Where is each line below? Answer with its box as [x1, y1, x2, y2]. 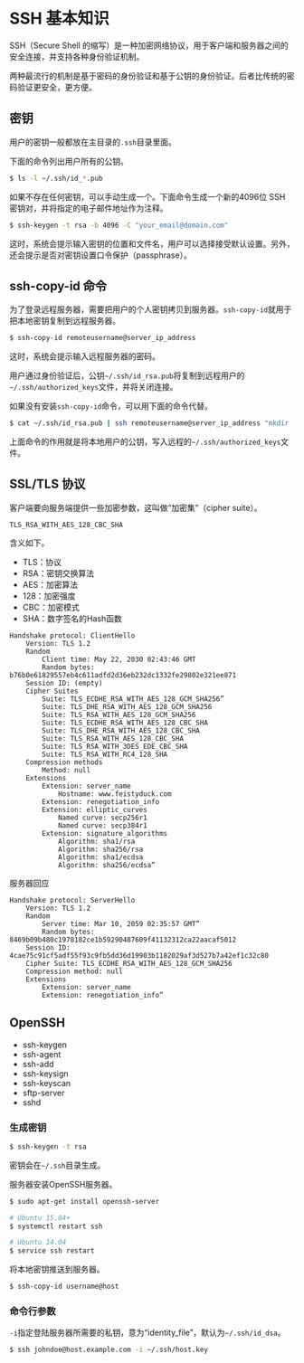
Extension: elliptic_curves [42, 805, 147, 814]
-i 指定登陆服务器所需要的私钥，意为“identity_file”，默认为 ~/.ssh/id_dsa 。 [9, 1327, 286, 1339]
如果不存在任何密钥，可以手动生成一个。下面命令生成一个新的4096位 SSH [9, 191, 286, 202]
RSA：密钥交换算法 [22, 567, 95, 579]
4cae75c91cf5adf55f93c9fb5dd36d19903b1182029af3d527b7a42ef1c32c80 [9, 951, 270, 960]
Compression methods [25, 757, 103, 767]
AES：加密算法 [22, 579, 79, 590]
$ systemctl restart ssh [9, 1222, 103, 1231]
